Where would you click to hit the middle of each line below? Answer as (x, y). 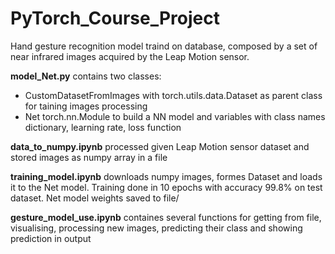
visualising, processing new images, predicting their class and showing (156, 228)
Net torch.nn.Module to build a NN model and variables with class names (175, 116)
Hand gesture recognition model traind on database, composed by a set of (164, 46)
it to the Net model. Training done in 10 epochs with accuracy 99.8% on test (166, 187)
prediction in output (51, 238)
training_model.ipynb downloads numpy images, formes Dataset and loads (166, 176)
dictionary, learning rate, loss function (103, 127)
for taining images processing (86, 106)
